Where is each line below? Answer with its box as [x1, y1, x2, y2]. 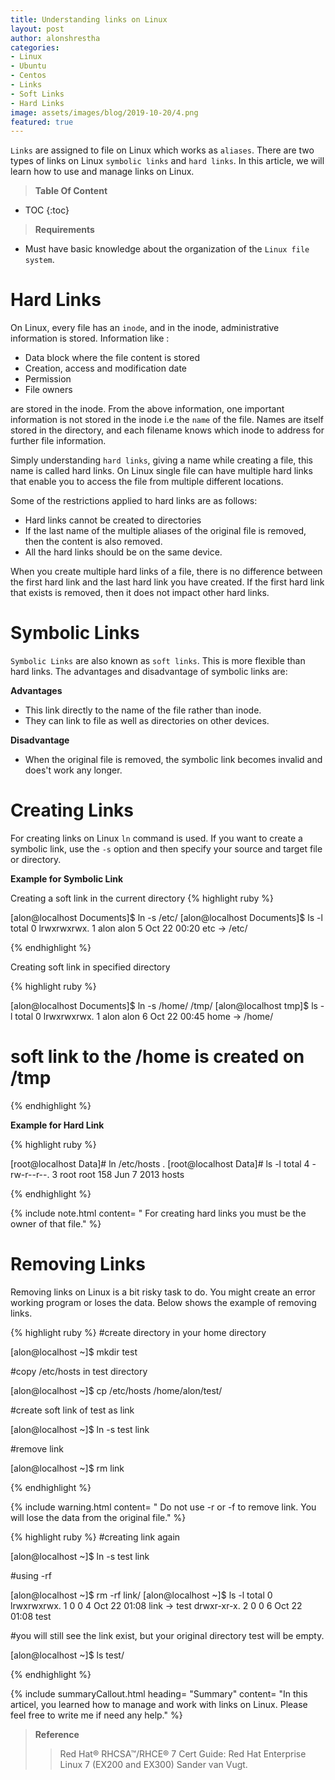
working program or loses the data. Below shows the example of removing [10, 1296, 317, 1308]
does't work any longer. [24, 764, 123, 776]
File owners [24, 384, 73, 396]
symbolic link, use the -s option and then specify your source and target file [10, 843, 323, 855]
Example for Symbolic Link [10, 873, 124, 885]
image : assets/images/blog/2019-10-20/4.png [10, 107, 199, 118]
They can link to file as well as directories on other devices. [24, 715, 270, 727]
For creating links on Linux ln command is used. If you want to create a [10, 832, 303, 845]
